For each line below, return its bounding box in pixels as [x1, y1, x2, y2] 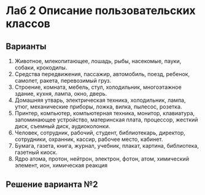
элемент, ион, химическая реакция [14, 162, 108, 169]
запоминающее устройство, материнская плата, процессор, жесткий [14, 116, 198, 123]
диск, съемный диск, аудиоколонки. [14, 123, 110, 129]
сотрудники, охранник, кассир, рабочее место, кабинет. [14, 136, 163, 143]
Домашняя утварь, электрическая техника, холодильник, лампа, [14, 96, 186, 104]
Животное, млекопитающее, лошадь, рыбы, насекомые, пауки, [14, 58, 182, 64]
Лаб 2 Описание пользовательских [6, 4, 196, 18]
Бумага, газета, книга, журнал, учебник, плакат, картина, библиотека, [14, 142, 199, 149]
